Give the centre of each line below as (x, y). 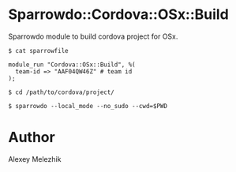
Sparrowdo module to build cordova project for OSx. (93, 36)
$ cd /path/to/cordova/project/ (61, 92)
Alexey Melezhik (35, 159)
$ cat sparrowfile (38, 50)
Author (32, 138)
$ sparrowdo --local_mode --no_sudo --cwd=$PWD (88, 106)
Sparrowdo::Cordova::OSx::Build (118, 15)
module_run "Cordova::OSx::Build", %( (72, 65)
